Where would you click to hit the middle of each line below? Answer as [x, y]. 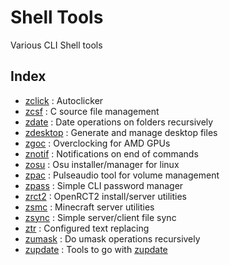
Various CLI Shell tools [56, 45]
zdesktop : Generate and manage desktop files [121, 132]
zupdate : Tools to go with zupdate [96, 249]
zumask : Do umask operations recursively [112, 238]
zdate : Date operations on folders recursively [119, 122]
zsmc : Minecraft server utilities [89, 207]
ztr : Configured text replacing [87, 228]
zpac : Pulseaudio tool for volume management [122, 175]
